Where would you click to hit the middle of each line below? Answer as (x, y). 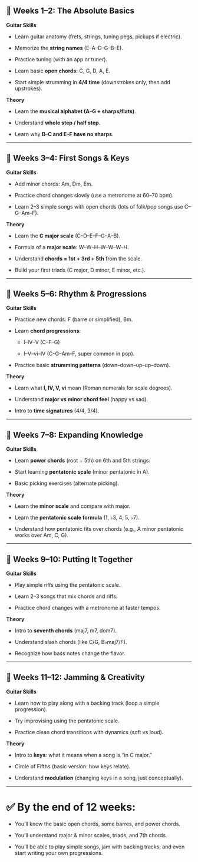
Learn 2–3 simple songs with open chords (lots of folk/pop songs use (99, 206)
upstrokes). (29, 88)
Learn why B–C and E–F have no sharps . (64, 134)
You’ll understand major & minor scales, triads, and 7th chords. (91, 835)
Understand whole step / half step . (57, 123)
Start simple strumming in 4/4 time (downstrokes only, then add (93, 82)
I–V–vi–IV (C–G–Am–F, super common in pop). (79, 354)
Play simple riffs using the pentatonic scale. (67, 585)
